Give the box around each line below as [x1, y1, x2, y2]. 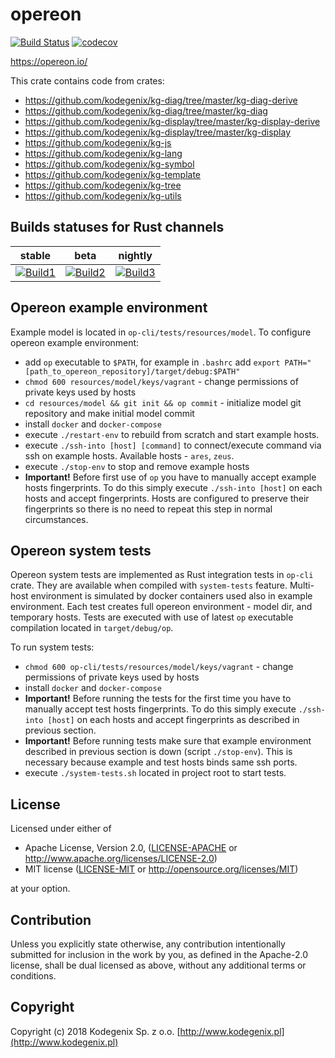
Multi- [289, 579, 315, 592]
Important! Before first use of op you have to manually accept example [24, 471, 317, 483]
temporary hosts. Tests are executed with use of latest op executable [10, 611, 294, 623]
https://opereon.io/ [10, 55, 88, 67]
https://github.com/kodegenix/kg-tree [24, 179, 182, 191]
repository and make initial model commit [24, 407, 195, 419]
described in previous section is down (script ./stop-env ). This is [24, 746, 293, 758]
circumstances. [24, 513, 89, 525]
